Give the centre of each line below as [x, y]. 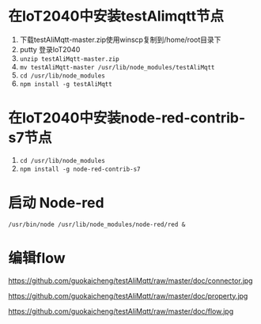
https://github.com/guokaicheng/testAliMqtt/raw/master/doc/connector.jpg [130, 281]
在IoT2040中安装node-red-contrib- [127, 118]
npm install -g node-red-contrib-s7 [80, 169]
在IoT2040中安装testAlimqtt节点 [116, 16]
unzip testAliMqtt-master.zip [70, 59]
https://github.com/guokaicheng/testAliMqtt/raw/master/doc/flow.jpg [121, 311]
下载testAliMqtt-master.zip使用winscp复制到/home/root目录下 [120, 40]
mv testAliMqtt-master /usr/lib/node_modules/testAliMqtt [117, 67]
